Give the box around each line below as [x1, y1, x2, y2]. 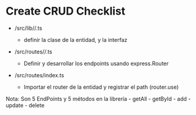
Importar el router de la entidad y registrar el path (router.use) [23, 83, 179, 91]
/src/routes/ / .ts [14, 47, 53, 55]
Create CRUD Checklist [5, 4, 126, 18]
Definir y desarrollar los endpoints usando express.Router [23, 60, 169, 67]
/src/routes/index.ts [14, 71, 65, 78]
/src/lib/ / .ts [14, 24, 43, 32]
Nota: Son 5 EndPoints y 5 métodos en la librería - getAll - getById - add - [5, 95, 191, 102]
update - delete [5, 102, 45, 109]
